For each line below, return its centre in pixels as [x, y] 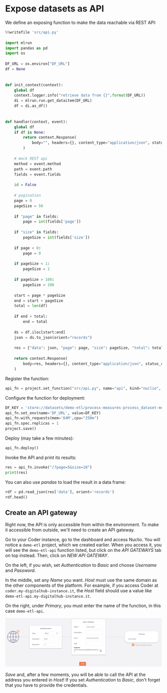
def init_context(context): [34, 85]
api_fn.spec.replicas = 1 [32, 424]
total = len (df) [31, 306]
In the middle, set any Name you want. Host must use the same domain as [81, 580]
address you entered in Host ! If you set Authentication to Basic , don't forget [83, 680]
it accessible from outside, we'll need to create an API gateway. [70, 530]
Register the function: [27, 378]
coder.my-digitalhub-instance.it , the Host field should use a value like [79, 591]
